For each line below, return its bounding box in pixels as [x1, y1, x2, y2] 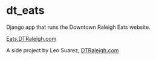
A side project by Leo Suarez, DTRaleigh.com [6, 46, 119, 54]
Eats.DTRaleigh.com [6, 35, 57, 42]
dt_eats [6, 4, 45, 17]
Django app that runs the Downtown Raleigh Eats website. [6, 23, 151, 31]
